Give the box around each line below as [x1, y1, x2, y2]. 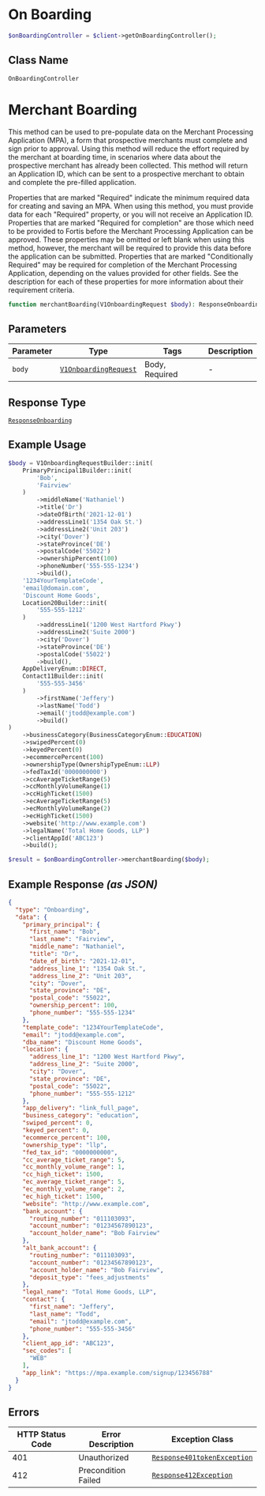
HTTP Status [17, 1429, 66, 1440]
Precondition [78, 1465, 126, 1476]
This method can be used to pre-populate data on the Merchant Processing [8, 127, 254, 136]
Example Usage [8, 438, 87, 451]
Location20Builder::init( [22, 599, 108, 606]
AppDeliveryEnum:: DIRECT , [22, 665, 108, 673]
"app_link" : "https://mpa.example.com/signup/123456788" [22, 1369, 214, 1377]
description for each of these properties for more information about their [8, 277, 244, 286]
